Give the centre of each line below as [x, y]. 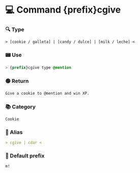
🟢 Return [17, 81]
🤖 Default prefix [25, 156]
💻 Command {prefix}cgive [63, 10]
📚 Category [21, 106]
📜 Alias [14, 132]
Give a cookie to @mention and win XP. [47, 93]
